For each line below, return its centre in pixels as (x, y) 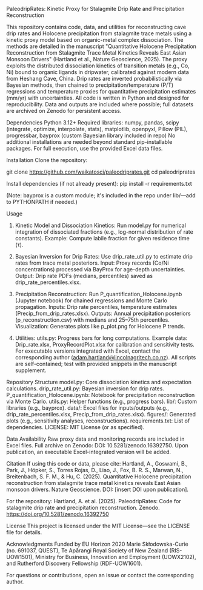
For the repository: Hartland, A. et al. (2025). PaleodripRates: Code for (94, 501)
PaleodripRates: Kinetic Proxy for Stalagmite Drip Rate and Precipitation (95, 9)
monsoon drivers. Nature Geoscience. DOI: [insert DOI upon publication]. (98, 489)
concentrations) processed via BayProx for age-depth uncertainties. (100, 269)
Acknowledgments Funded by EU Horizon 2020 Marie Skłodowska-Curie (98, 544)
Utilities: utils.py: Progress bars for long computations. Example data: (101, 338)
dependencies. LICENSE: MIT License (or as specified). (75, 427)
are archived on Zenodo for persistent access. (64, 111)
